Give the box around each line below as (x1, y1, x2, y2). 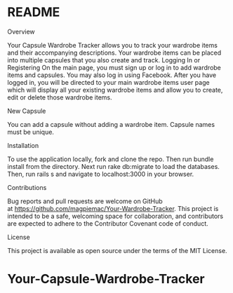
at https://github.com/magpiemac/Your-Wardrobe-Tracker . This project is (7, 204, 219, 212)
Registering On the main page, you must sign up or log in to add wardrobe (7, 63, 221, 71)
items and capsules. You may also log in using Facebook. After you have (7, 71, 216, 79)
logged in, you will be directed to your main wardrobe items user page (7, 78, 210, 86)
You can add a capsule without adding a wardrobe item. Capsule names (7, 120, 215, 128)
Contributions (7, 183, 47, 191)
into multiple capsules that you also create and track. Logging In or (7, 55, 201, 64)
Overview (7, 27, 35, 36)
